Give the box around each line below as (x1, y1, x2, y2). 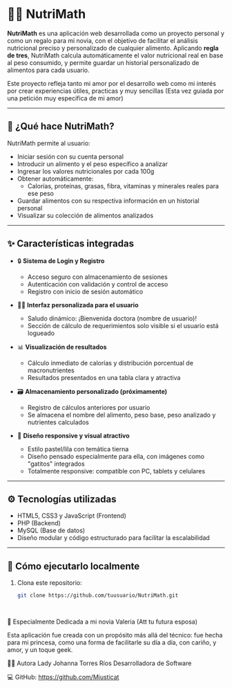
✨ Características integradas (7, 238, 135, 250)
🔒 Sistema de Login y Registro (17, 256, 105, 265)
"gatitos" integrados (27, 460, 85, 468)
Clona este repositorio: (17, 579, 82, 587)
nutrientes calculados (27, 418, 90, 426)
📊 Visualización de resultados (17, 343, 107, 351)
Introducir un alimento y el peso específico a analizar (17, 159, 168, 168)
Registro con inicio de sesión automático (27, 287, 144, 296)
